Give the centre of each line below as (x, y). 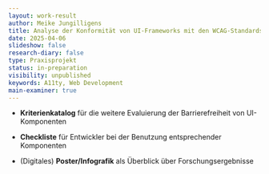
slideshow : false (37, 46)
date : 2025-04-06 (37, 38)
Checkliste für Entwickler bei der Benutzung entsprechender (120, 137)
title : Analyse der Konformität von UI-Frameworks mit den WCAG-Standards (136, 30)
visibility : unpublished (50, 75)
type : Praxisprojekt (43, 61)
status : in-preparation (48, 68)
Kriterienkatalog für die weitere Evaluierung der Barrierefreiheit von (132, 113)
